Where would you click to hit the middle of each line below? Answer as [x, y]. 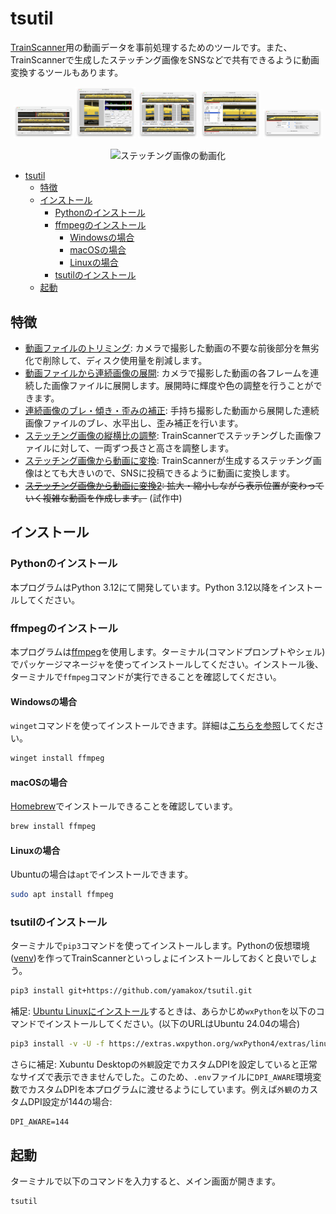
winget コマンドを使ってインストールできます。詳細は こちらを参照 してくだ [163, 726]
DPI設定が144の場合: [70, 1102]
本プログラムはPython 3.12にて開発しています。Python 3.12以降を [145, 587]
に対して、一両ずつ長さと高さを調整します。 [143, 448]
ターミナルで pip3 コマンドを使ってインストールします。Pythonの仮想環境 [160, 946]
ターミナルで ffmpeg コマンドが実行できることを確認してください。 [146, 676]
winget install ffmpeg [57, 758]
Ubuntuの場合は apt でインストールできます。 [102, 874]
